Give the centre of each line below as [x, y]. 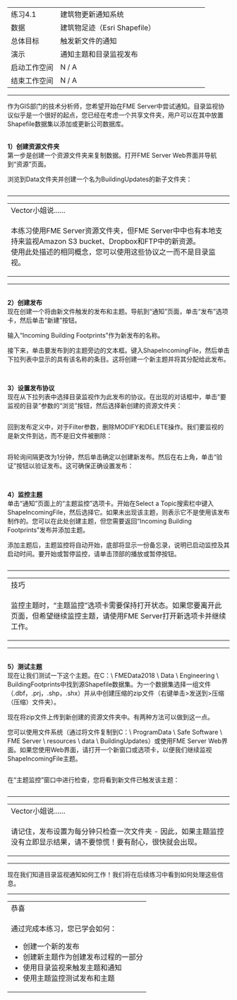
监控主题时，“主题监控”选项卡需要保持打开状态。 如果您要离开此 [116, 605]
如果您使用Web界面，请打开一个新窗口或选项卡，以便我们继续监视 [116, 750]
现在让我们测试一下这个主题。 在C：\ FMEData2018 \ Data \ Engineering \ [113, 676]
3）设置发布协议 [31, 388]
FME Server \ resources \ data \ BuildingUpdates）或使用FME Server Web [115, 741]
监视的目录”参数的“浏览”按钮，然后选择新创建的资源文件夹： [95, 406]
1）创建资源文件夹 [34, 146]
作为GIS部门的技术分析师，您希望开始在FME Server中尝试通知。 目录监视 [113, 106]
